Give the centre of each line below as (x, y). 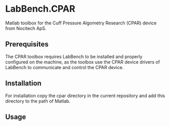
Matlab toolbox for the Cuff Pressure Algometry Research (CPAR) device (81, 23)
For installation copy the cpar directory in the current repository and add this (85, 96)
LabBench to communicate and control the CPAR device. (64, 67)
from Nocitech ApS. (26, 28)
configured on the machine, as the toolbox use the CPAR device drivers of (83, 62)
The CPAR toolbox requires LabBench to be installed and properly (74, 56)
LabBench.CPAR (40, 9)
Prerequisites (27, 44)
